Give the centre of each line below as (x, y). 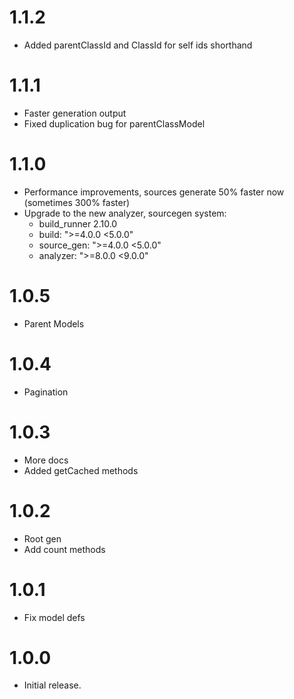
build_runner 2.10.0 (78, 223)
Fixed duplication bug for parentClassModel (114, 123)
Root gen (42, 538)
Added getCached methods (81, 470)
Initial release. (52, 685)
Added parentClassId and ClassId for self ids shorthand (138, 45)
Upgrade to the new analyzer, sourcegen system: (125, 213)
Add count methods (64, 549)
